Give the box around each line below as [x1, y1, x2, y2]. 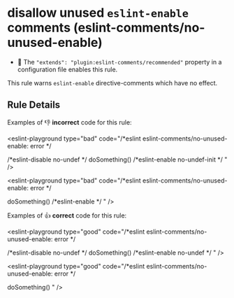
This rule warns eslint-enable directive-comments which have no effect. [7, 78, 218, 87]
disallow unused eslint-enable [7, 5, 189, 21]
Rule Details [7, 99, 61, 111]
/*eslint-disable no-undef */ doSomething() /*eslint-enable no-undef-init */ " [7, 155, 228, 164]
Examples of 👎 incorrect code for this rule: [7, 118, 132, 127]
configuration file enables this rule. [17, 65, 118, 73]
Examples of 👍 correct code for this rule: [7, 211, 127, 220]
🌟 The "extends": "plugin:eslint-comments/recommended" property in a [17, 57, 222, 66]
